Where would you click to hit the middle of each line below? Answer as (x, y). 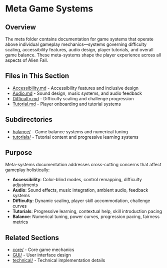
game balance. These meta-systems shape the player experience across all (83, 55)
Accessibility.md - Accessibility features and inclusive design (75, 88)
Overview (21, 27)
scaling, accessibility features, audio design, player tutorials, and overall (79, 50)
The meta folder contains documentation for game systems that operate (79, 39)
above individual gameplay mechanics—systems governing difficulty (76, 44)
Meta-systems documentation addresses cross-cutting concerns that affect (83, 165)
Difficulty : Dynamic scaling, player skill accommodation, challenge (81, 201)
